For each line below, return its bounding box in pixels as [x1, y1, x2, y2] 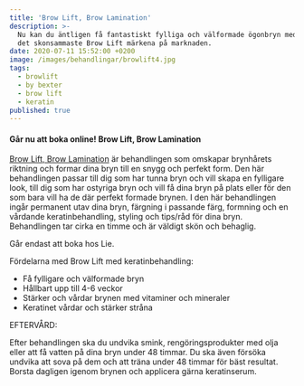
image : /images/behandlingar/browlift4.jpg [9, 55, 176, 64]
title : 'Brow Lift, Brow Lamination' [9, 13, 152, 23]
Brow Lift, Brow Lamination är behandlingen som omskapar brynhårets [9, 154, 272, 165]
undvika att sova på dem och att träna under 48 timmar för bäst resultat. [9, 356, 279, 367]
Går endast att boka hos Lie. [9, 239, 115, 249]
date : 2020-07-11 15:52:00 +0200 [9, 47, 136, 56]
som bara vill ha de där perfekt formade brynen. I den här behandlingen [9, 192, 277, 203]
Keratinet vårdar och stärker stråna [22, 302, 154, 313]
